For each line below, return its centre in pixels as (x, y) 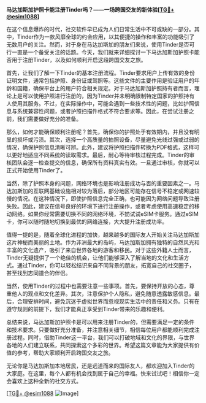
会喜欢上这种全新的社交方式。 (44, 381)
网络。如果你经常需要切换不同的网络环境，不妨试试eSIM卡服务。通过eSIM (105, 214)
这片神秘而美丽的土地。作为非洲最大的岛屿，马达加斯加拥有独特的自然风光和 (103, 242)
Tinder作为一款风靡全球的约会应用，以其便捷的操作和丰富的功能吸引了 (106, 37)
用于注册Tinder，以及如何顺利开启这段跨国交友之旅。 (79, 60)
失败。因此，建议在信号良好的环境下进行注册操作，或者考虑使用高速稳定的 (100, 206)
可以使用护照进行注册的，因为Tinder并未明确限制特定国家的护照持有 (109, 96)
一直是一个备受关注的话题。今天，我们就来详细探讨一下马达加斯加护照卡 (103, 52)
